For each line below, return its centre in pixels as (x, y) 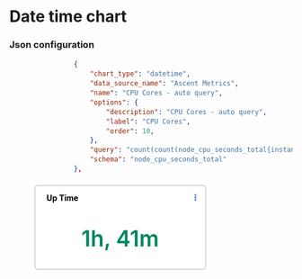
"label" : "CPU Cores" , (148, 121)
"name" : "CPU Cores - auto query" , (156, 93)
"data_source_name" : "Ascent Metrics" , (164, 84)
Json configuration (52, 45)
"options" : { (114, 102)
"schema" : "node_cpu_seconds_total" (158, 159)
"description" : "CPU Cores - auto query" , (187, 112)
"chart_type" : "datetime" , (140, 74)
